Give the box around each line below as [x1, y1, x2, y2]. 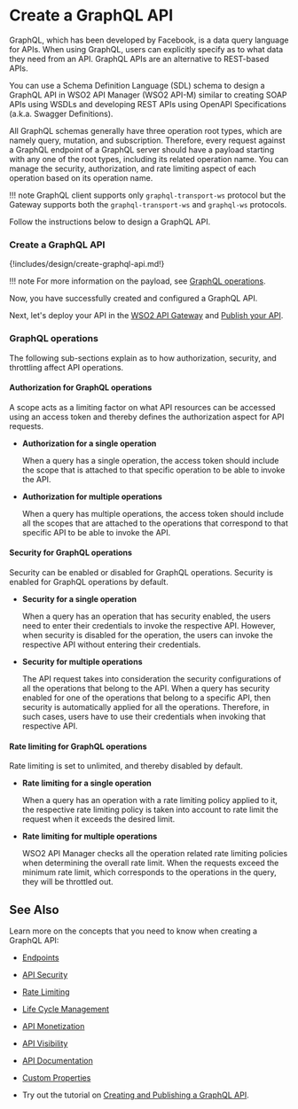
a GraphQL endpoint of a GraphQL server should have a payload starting [9, 144, 275, 155]
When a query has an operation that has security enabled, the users [21, 611, 271, 621]
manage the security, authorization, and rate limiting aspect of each [9, 163, 256, 174]
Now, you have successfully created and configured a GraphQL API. [9, 293, 258, 304]
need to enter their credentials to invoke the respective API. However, [21, 620, 277, 630]
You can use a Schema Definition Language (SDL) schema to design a [9, 80, 265, 90]
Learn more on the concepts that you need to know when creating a [9, 925, 258, 936]
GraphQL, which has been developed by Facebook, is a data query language [9, 35, 289, 45]
